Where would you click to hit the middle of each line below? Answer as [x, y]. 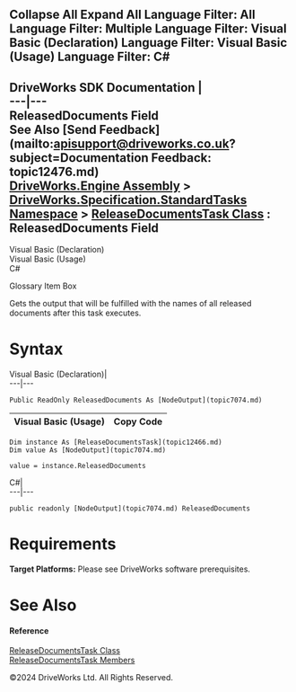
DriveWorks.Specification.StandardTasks [128, 200]
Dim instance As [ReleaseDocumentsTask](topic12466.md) [116, 443]
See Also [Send [53, 129]
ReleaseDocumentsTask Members [72, 661]
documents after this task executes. [75, 313]
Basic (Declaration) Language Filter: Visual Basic [148, 43]
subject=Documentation [79, 158]
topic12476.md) [54, 171]
